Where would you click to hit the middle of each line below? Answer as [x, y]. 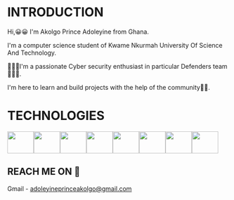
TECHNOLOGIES [56, 116]
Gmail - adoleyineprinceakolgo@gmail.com [70, 188]
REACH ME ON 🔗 [44, 172]
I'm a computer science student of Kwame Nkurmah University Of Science [115, 45]
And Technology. [32, 53]
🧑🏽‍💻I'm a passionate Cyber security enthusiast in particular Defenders [110, 66]
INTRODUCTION [56, 12]
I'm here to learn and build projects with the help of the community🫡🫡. [109, 87]
